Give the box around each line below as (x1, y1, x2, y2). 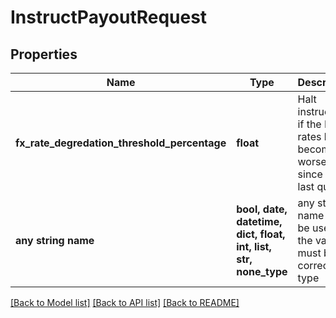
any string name (15, 234, 95, 247)
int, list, (236, 240, 272, 253)
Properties (10, 46, 78, 63)
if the (297, 117, 322, 131)
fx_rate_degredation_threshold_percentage (15, 136, 227, 150)
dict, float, (236, 227, 286, 241)
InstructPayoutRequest (10, 6, 208, 29)
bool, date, (236, 202, 288, 216)
